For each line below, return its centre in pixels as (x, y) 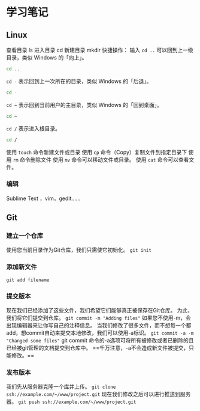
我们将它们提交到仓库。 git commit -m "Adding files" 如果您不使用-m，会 (99, 318)
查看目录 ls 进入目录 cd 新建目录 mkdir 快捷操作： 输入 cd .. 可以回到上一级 (100, 50)
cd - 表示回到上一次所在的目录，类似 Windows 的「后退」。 (79, 81)
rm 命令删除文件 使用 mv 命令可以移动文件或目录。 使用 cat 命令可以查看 (101, 159)
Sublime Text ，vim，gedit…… (43, 198)
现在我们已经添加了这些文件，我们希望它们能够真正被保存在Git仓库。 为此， (100, 311)
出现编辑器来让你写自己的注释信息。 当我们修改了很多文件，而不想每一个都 (99, 326)
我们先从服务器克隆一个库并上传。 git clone (61, 387)
